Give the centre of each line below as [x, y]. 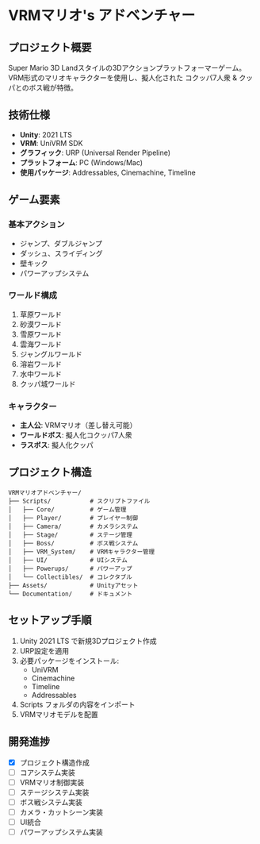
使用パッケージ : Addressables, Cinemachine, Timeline [107, 172]
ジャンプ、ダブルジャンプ [61, 243]
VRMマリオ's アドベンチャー [102, 15]
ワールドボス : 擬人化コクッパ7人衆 [76, 435]
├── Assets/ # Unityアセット [73, 585]
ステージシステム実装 [54, 792]
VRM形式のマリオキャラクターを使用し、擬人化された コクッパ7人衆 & [123, 78]
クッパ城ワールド [48, 383]
